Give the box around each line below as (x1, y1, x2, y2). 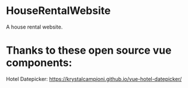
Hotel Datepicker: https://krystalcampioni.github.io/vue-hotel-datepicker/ (6, 75, 182, 82)
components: (6, 57, 72, 69)
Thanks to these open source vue (6, 44, 172, 57)
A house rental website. (6, 23, 63, 30)
